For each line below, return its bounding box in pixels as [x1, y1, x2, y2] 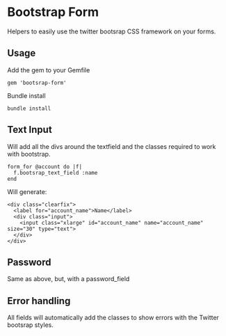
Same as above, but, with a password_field [7, 275, 130, 283]
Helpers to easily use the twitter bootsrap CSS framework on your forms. [7, 27, 216, 35]
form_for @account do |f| [7, 163, 82, 170]
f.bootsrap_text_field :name [13, 169, 98, 176]
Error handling [7, 295, 71, 307]
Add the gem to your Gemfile [7, 65, 90, 74]
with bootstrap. [7, 150, 51, 158]
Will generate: [7, 187, 47, 195]
